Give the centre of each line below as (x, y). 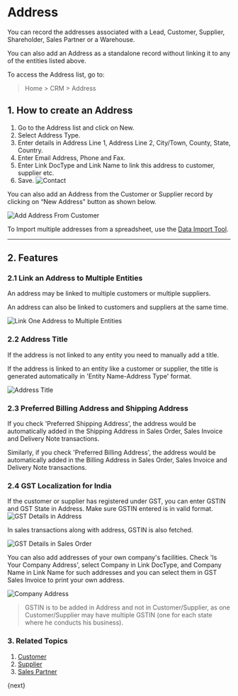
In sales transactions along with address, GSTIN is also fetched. (100, 530)
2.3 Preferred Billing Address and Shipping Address (98, 408)
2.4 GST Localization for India (59, 485)
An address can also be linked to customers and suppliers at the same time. (118, 307)
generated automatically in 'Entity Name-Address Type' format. (100, 376)
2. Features (33, 258)
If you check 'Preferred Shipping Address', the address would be (102, 424)
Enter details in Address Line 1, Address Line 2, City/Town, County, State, (124, 142)
